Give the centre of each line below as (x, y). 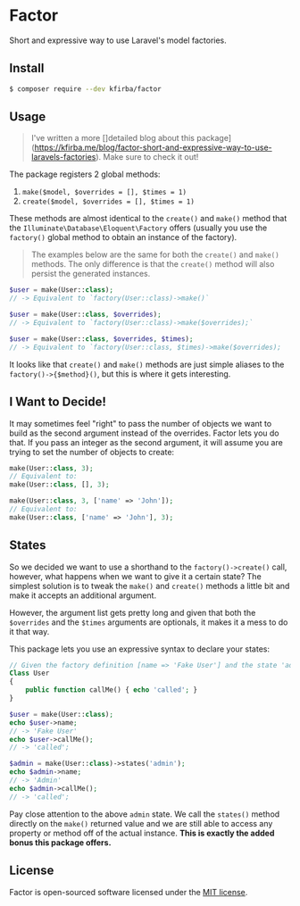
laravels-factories (63, 157)
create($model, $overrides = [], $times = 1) (108, 202)
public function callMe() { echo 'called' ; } (112, 690)
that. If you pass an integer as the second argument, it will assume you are (146, 442)
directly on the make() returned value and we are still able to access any (141, 823)
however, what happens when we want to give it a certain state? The (135, 576)
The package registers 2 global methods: (85, 174)
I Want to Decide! (58, 402)
